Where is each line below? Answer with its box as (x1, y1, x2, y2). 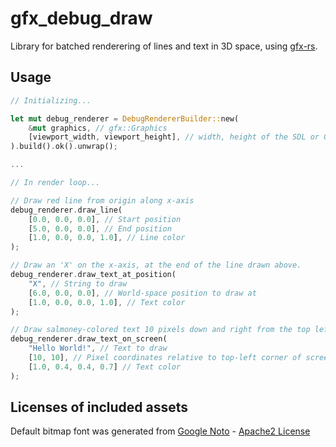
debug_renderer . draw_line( (10, 205, 123, 215)
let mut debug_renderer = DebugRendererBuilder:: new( (10, 113, 240, 124)
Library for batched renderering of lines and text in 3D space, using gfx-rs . (10, 40, 318, 52)
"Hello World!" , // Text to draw (28, 343, 168, 354)
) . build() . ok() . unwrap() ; (10, 142, 118, 152)
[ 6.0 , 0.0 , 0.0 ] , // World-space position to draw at (28, 288, 257, 298)
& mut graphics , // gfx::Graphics (28, 123, 168, 133)
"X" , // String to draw (28, 278, 128, 289)
